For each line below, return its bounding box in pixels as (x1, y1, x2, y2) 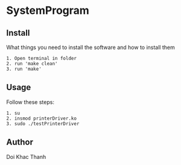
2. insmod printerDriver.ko (6, 115, 77, 121)
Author (6, 137, 33, 147)
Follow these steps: (6, 98, 54, 106)
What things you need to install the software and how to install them (6, 44, 175, 51)
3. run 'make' (6, 66, 42, 72)
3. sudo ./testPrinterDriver (6, 120, 80, 127)
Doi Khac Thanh (6, 153, 46, 160)
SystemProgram (6, 4, 89, 18)
